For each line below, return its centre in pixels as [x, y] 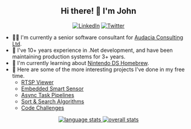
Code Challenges [43, 108]
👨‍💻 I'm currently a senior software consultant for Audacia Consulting [97, 37]
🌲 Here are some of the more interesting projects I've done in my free [98, 69]
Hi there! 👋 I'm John [99, 11]
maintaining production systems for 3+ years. [69, 56]
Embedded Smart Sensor [52, 89]
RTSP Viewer [37, 82]
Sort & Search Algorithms [53, 101]
